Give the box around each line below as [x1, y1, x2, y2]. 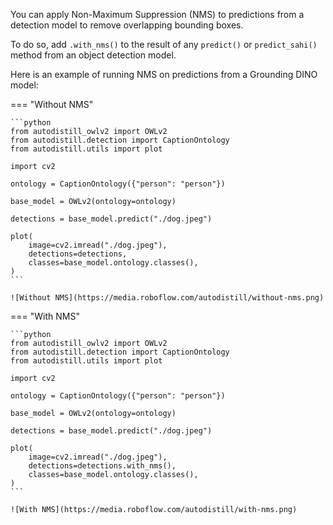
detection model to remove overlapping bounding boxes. [10, 19, 244, 31]
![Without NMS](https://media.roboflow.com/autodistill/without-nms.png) [10, 293, 325, 303]
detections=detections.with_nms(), [28, 461, 177, 471]
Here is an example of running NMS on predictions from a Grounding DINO [10, 69, 318, 80]
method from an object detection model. [10, 49, 177, 61]
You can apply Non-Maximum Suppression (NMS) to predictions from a [10, 9, 305, 20]
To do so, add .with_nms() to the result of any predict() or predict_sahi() [10, 39, 318, 50]
